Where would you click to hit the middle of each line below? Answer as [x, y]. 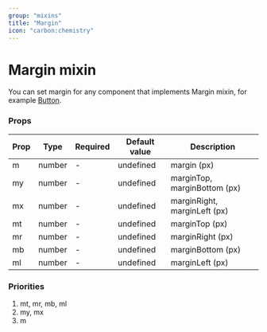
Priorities [27, 286]
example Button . [35, 100]
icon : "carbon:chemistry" [51, 30]
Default [140, 142]
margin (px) [192, 165]
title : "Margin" [35, 23]
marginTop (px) [199, 224]
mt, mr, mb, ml [43, 303]
